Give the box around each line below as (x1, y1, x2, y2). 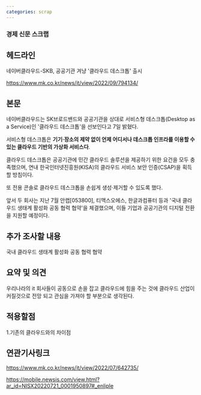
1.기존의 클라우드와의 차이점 (6, 329, 71, 336)
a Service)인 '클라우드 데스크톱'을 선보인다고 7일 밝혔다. (6, 123, 139, 130)
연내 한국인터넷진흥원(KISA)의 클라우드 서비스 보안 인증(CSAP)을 (28, 164, 181, 171)
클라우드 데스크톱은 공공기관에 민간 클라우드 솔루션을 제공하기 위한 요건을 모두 (6, 156, 189, 163)
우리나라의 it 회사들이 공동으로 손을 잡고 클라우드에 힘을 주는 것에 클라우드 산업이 (6, 284, 195, 292)
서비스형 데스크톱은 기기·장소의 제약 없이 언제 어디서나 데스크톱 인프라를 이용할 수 (6, 136, 195, 143)
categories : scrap (6, 8, 52, 15)
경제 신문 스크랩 (6, 30, 49, 38)
